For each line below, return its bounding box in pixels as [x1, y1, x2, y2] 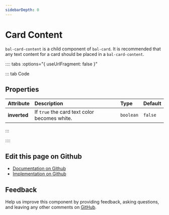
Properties [5, 85, 39, 94]
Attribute [8, 100, 30, 107]
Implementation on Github [12, 171, 66, 177]
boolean [120, 112, 139, 118]
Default [143, 100, 161, 107]
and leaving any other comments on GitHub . [5, 204, 97, 210]
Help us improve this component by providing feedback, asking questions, [5, 199, 159, 204]
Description [34, 100, 63, 107]
